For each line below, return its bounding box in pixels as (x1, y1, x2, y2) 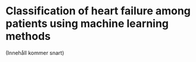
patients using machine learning (5, 17, 169, 30)
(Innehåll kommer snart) (5, 49, 64, 56)
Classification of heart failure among (5, 4, 191, 18)
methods (5, 30, 51, 43)
